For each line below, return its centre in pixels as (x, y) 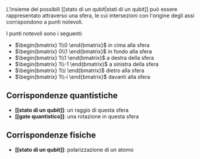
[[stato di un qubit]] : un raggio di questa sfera (72, 110)
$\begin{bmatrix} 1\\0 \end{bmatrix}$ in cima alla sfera (82, 45)
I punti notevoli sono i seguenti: (45, 33)
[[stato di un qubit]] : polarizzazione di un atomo (74, 149)
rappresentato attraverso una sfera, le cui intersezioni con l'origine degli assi (100, 16)
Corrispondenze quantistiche (62, 96)
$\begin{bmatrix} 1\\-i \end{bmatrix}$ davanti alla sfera (82, 77)
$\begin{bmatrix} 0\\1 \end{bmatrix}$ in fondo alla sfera (83, 51)
